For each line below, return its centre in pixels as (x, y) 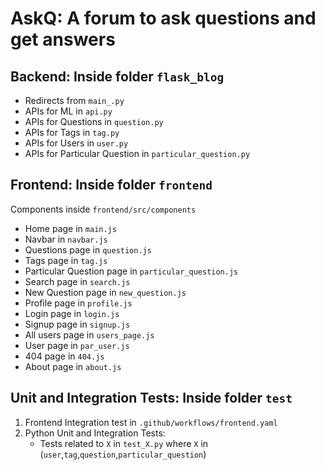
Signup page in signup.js (77, 324)
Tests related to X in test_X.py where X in (124, 443)
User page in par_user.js (77, 345)
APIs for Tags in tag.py (72, 132)
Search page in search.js (77, 281)
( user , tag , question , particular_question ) (123, 454)
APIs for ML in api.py (68, 111)
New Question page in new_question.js (105, 292)
